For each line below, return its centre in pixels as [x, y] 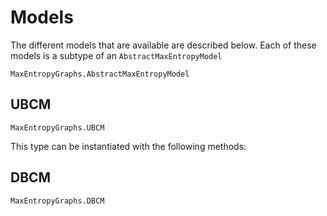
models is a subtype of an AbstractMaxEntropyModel [116, 55]
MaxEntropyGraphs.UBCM [57, 127]
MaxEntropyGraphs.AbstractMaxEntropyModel [100, 74]
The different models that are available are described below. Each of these [163, 45]
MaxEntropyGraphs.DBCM [57, 201]
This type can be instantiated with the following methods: [128, 146]
